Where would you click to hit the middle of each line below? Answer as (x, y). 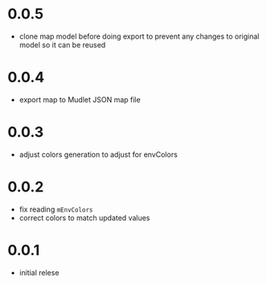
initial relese (39, 272)
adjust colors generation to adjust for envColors (98, 154)
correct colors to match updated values (84, 217)
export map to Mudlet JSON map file (80, 99)
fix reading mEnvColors (56, 209)
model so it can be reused (62, 44)
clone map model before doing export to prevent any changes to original (139, 36)
